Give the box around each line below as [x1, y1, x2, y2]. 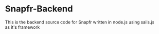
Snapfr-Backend [5, 3, 73, 14]
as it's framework [5, 24, 40, 30]
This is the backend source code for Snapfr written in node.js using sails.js [5, 19, 155, 25]
